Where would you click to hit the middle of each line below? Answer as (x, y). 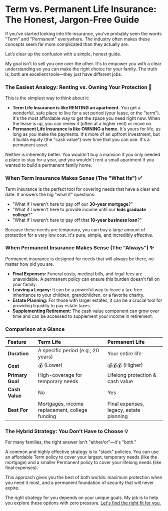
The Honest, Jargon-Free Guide (72, 20)
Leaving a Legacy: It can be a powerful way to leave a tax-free (77, 289)
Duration (18, 354)
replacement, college (62, 410)
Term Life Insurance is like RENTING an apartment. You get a (76, 108)
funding (47, 417)
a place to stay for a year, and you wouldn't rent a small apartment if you (80, 160)
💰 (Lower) (50, 365)
